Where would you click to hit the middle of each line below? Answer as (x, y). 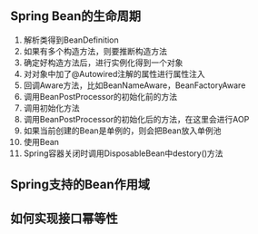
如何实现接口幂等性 (64, 218)
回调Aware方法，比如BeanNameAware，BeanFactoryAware (134, 85)
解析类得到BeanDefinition (71, 40)
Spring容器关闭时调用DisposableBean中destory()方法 (123, 153)
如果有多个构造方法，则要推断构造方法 (95, 51)
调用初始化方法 (51, 108)
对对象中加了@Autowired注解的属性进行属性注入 (114, 73)
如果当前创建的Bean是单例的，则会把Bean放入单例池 (122, 131)
